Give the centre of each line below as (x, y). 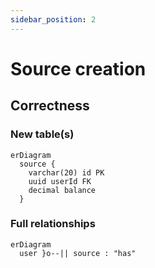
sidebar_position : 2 (53, 19)
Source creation (78, 68)
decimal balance (62, 190)
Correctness (50, 106)
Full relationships (53, 224)
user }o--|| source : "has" (78, 253)
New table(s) (42, 134)
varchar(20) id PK (66, 172)
